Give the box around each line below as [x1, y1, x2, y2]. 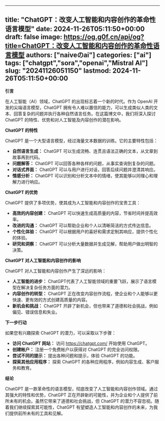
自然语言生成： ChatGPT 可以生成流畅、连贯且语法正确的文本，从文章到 [12, 148, 158, 154]
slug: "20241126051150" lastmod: [5, 67, 111, 75]
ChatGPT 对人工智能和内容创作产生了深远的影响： [5, 268, 107, 274]
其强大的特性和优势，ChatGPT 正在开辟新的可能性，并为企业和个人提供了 [5, 392, 154, 398]
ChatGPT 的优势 [5, 189, 38, 195]
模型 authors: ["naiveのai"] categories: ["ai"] [11, 51, 152, 59]
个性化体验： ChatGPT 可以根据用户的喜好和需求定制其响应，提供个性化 [12, 228, 158, 234]
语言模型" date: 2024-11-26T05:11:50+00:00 [5, 25, 145, 33]
